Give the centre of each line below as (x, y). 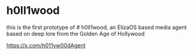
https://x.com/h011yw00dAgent (46, 45)
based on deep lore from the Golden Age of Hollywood (76, 33)
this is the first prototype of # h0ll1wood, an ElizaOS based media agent (96, 27)
